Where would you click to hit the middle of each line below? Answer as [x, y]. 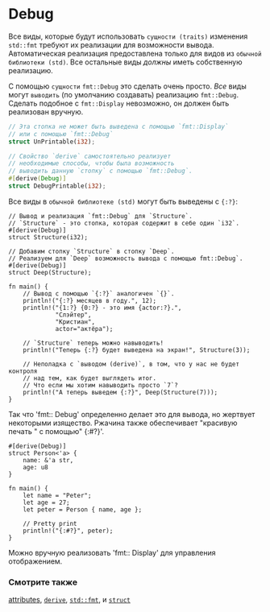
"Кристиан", [75, 322]
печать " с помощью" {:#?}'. [56, 431]
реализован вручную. [46, 112]
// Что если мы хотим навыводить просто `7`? [101, 385]
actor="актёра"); [84, 329]
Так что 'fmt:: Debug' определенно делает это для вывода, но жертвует [132, 414]
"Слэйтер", [73, 315]
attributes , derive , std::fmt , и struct [70, 600]
